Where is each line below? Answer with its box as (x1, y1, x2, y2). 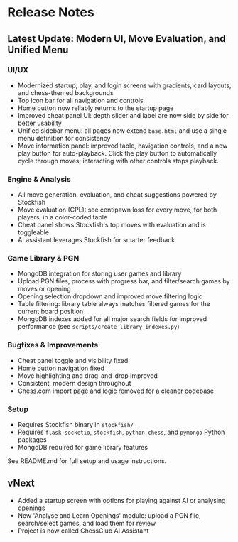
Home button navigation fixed (17, 364, 105, 372)
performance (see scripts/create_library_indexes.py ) (17, 323, 180, 331)
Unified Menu (7, 43, 69, 55)
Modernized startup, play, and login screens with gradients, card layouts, (17, 81, 232, 90)
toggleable (17, 228, 50, 237)
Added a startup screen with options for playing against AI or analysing (17, 496, 226, 504)
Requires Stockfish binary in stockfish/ (17, 421, 134, 429)
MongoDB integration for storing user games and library (17, 269, 182, 278)
